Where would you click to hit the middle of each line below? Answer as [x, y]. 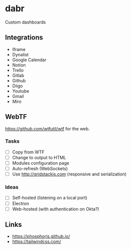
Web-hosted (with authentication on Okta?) [55, 209]
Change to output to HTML [39, 157]
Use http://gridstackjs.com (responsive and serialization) [69, 174]
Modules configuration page [41, 163]
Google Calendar [29, 60]
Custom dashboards [25, 22]
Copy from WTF [28, 152]
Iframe [19, 49]
